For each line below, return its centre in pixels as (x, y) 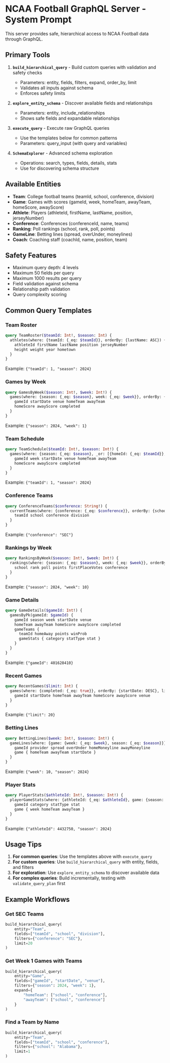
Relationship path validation (41, 289)
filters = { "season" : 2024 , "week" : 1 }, (55, 986)
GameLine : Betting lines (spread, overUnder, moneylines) (72, 234)
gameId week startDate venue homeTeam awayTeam (65, 459)
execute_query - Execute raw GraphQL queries (61, 128)
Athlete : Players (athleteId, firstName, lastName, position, (73, 212)
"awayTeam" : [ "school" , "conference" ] (64, 1000)
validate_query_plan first (39, 884)
